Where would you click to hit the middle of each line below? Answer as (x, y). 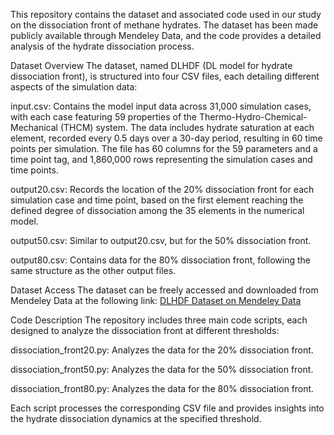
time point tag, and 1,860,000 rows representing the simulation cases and (161, 159)
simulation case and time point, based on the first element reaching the (157, 200)
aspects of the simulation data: (74, 87)
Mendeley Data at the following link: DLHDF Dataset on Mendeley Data (156, 300)
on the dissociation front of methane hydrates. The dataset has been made (164, 25)
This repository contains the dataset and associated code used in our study (166, 14)
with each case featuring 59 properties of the (104, 117)
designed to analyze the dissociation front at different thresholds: (145, 330)
